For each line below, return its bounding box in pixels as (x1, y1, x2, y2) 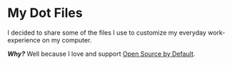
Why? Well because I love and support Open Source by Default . (7, 49, 196, 58)
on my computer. (41, 35, 92, 44)
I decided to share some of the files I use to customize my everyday (7, 28, 207, 37)
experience (7, 35, 41, 44)
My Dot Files (7, 5, 84, 21)
